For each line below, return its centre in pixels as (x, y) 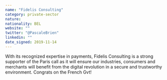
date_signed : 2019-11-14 (31, 42)
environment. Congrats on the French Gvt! (49, 72)
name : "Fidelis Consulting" (34, 10)
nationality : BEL (23, 24)
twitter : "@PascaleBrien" (32, 33)
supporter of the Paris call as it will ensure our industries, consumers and (80, 61)
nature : (13, 19)
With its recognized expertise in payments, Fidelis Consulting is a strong (79, 56)
